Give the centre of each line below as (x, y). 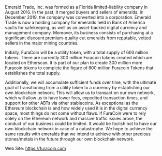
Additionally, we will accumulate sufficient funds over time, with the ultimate (81, 82)
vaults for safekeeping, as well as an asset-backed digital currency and (76, 28)
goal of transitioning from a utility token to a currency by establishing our (77, 87)
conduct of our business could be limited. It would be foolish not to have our (81, 124)
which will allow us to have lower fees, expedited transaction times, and (76, 98)
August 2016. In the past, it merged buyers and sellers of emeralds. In (74, 12)
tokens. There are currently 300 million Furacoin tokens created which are (79, 57)
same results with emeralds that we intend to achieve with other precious (78, 134)
